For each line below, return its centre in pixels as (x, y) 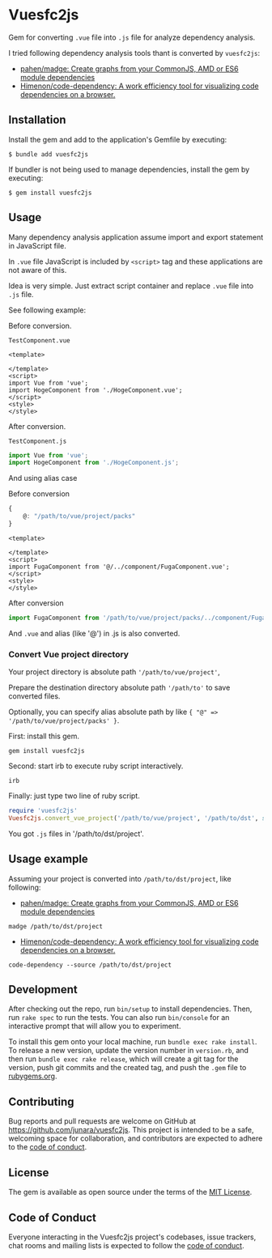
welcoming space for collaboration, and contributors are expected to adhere (136, 1138)
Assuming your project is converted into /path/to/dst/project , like (120, 878)
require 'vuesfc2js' (43, 811)
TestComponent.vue (39, 340)
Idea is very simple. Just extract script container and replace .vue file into (131, 286)
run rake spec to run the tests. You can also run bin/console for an (119, 1018)
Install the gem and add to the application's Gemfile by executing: (118, 139)
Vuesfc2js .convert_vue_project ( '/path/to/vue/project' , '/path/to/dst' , (134, 818)
